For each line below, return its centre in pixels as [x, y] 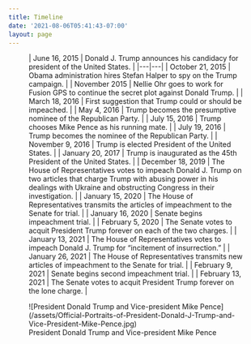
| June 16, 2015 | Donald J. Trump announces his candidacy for [134, 58]
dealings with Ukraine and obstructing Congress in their [121, 187]
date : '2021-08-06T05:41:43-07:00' [68, 26]
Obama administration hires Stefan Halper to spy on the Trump [133, 75]
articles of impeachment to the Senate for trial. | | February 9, [131, 265]
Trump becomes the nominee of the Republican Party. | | [123, 136]
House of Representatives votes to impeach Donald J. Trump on [135, 170]
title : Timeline [36, 17]
